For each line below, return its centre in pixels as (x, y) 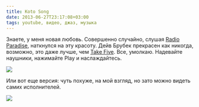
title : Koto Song (28, 12)
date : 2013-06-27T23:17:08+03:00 (48, 17)
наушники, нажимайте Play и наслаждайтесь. (64, 58)
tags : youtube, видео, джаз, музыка (51, 22)
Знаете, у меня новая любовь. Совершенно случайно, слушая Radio (93, 40)
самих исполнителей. (34, 87)
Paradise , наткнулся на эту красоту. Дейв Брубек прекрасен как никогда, (100, 46)
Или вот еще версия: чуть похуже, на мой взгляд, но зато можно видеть (99, 81)
